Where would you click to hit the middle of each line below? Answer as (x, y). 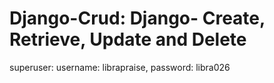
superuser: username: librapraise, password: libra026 (120, 67)
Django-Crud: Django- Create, (137, 18)
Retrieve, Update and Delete (128, 39)
